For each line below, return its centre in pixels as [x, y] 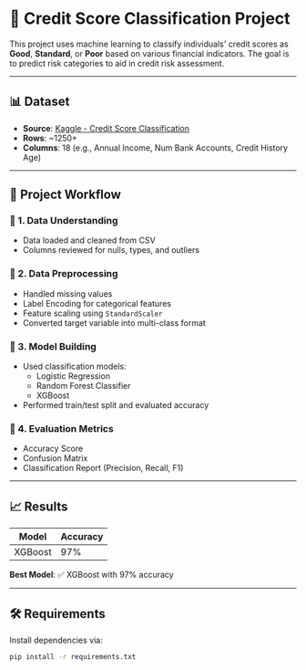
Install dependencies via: [56, 640]
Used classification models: [75, 366]
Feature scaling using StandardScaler [92, 313]
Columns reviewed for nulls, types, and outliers [111, 250]
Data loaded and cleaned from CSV [89, 240]
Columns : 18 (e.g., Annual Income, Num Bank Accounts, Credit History [155, 147]
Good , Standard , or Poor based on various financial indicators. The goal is [149, 53]
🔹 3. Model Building [53, 346]
